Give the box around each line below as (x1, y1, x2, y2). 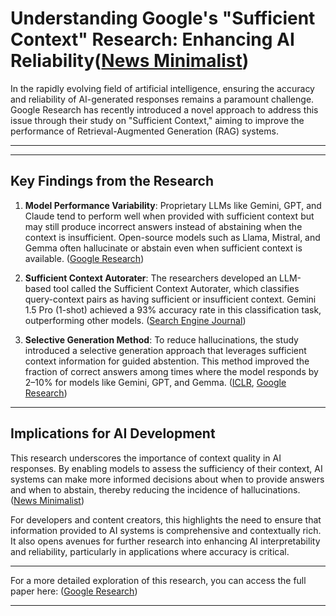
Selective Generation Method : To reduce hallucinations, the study (24, 333, 299, 346)
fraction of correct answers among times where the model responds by (24, 365, 319, 377)
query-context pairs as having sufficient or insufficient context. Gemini (24, 293, 317, 305)
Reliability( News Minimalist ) (10, 50, 250, 72)
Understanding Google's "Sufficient (10, 7, 316, 30)
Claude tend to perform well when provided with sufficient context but (24, 210, 315, 222)
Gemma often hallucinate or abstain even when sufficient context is (24, 242, 303, 254)
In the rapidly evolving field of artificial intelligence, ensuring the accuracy (10, 82, 315, 94)
